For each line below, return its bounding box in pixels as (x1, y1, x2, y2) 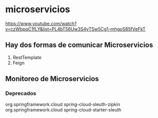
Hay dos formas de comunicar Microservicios (5, 41, 153, 50)
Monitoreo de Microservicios (5, 75, 99, 83)
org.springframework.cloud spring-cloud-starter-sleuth (5, 107, 121, 113)
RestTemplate (12, 54, 42, 60)
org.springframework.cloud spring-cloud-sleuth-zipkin (5, 101, 121, 108)
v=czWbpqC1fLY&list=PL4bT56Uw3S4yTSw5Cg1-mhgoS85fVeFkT (5, 26, 146, 32)
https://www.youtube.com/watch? (5, 20, 77, 27)
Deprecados (5, 90, 37, 97)
